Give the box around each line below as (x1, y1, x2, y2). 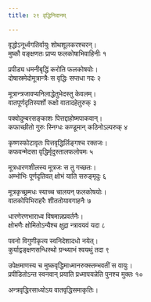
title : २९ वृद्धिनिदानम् (8, 11, 67, 20)
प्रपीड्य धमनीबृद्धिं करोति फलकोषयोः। (8, 64, 99, 74)
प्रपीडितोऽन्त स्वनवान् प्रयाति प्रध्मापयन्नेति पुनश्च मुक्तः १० (8, 269, 143, 278)
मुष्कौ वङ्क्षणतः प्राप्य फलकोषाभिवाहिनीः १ (8, 49, 107, 58)
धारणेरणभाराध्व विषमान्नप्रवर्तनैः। (8, 211, 84, 220)
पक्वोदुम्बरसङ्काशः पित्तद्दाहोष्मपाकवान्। (8, 113, 103, 122)
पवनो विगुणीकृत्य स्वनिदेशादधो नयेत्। (8, 236, 99, 246)
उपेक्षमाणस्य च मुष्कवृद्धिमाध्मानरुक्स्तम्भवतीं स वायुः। (8, 260, 133, 270)
